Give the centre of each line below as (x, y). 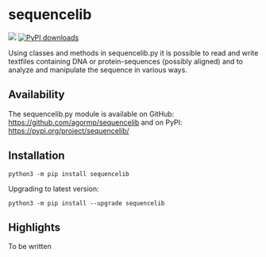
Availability (37, 95)
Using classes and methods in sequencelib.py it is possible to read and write (133, 52)
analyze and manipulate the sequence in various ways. (98, 70)
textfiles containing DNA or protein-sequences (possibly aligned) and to (126, 61)
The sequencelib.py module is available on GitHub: (91, 113)
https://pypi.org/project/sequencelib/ (69, 130)
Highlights (35, 227)
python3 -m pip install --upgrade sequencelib (87, 203)
